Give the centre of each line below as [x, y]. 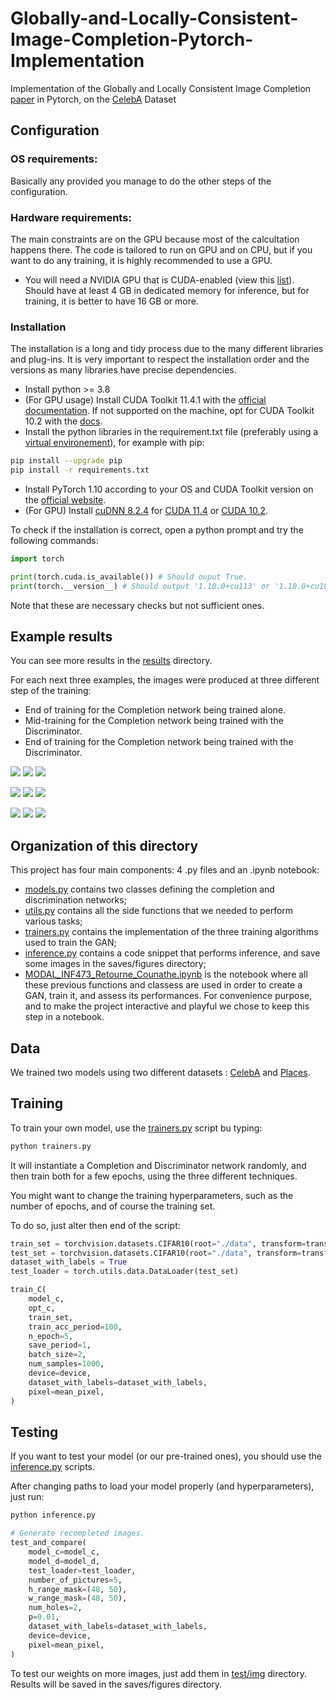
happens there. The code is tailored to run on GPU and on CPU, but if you [161, 249]
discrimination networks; [75, 900]
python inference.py [53, 1515]
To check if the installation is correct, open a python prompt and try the [157, 529]
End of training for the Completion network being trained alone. [155, 710]
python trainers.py [51, 1146]
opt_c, [42, 1308]
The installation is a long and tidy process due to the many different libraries [167, 349]
